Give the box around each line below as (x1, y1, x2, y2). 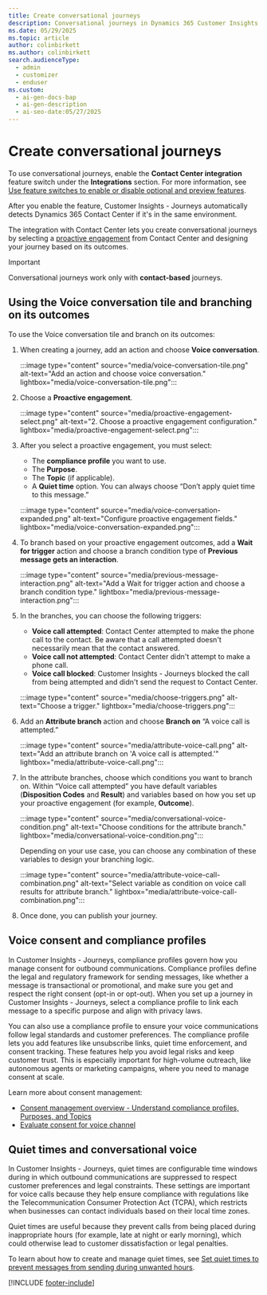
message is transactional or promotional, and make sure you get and (8, 980, 234, 990)
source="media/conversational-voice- (100, 814, 227, 823)
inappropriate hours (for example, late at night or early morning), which (8, 1230, 241, 1240)
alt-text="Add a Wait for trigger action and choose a (74, 579, 245, 588)
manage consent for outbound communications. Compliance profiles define (8, 963, 257, 973)
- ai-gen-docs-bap (15, 93, 77, 101)
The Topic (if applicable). (31, 473, 116, 482)
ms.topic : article (8, 33, 69, 42)
